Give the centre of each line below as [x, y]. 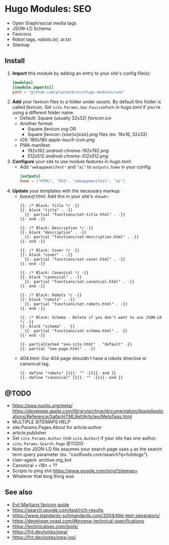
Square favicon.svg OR [52, 129]
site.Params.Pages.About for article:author [57, 427]
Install [15, 61]
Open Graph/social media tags [44, 23]
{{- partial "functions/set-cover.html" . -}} [75, 259]
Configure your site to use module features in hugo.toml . [72, 162]
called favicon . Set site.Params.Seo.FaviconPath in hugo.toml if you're [86, 107]
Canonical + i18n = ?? [35, 465]
